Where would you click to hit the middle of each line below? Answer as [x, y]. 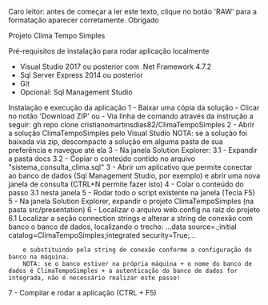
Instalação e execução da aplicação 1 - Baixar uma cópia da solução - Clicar [134, 108]
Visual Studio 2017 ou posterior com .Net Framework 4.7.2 [116, 66]
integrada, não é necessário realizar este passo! [94, 278]
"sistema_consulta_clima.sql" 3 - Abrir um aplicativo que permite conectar [131, 167]
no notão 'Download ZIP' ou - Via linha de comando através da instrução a [131, 116]
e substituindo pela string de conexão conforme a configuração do [137, 250]
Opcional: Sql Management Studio [76, 92]
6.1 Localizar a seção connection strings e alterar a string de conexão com [131, 218]
